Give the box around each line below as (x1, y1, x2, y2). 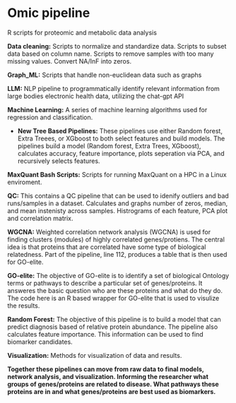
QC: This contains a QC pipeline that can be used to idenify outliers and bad (7, 191, 230, 200)
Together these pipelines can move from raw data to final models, (7, 365, 204, 373)
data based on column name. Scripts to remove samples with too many (7, 49, 214, 58)
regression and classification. (7, 113, 93, 121)
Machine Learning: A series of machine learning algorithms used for (7, 105, 208, 114)
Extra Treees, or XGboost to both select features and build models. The (17, 134, 225, 143)
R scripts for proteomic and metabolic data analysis (7, 28, 158, 37)
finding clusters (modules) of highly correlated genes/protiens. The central (7, 235, 225, 243)
